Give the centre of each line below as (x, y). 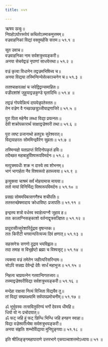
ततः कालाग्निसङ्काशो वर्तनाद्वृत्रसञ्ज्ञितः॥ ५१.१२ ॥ (45, 218)
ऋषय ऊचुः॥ (15, 29)
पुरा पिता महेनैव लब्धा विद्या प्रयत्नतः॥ (33, 118)
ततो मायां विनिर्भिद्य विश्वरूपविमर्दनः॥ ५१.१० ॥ (42, 187)
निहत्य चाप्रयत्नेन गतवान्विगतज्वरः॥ (32, 275)
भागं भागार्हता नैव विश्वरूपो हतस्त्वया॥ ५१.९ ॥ (41, 171)
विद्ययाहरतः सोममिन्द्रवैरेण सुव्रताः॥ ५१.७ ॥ (38, 140)
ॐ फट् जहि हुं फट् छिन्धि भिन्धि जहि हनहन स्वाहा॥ (44, 318)
